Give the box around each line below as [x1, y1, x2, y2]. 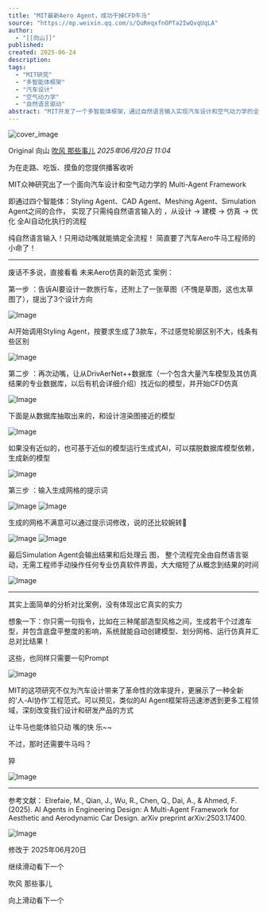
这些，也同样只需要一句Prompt [8, 653, 109, 663]
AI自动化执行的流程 [23, 216, 87, 226]
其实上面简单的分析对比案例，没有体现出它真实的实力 [8, 600, 183, 609]
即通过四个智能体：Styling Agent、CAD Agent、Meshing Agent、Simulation [8, 196, 257, 206]
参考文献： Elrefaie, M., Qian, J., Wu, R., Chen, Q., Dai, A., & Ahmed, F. [8, 796, 238, 805]
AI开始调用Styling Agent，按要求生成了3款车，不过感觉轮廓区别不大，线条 [8, 327, 252, 336]
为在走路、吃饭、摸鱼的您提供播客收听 [8, 163, 133, 172]
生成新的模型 [8, 454, 50, 462]
